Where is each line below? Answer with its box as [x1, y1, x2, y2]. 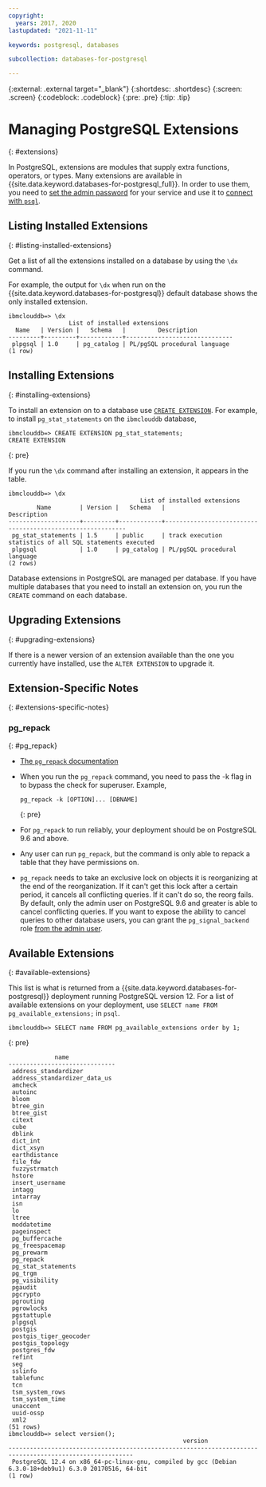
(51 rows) [8, 1423, 41, 1431]
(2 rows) [8, 559, 37, 567]
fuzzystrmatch [11, 1165, 59, 1173]
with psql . [8, 196, 41, 206]
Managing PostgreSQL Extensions [8, 120, 239, 139]
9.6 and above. [19, 833, 69, 843]
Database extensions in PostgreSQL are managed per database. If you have [8, 573, 257, 583]
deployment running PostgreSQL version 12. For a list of [50, 992, 234, 1001]
